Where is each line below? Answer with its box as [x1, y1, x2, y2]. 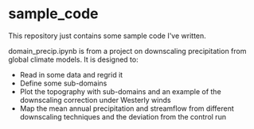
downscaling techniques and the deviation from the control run [19, 112, 227, 121]
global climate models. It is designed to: [8, 55, 139, 64]
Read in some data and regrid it [19, 70, 123, 79]
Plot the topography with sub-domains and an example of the [19, 86, 221, 96]
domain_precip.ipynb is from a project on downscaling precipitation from [8, 46, 247, 55]
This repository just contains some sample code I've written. [8, 31, 207, 40]
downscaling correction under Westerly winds [19, 95, 171, 104]
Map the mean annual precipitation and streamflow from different [19, 104, 235, 113]
